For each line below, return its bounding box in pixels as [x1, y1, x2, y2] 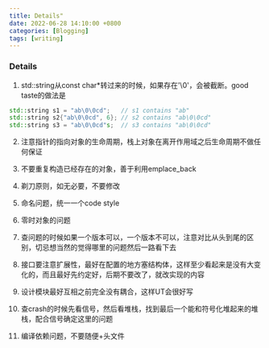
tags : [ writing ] [9, 34, 64, 43]
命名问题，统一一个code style [20, 198, 120, 208]
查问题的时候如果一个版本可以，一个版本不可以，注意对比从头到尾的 [20, 233, 247, 242]
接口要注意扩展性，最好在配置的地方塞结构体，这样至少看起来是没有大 [20, 259, 255, 270]
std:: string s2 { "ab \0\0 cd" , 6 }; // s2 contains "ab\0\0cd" [9, 114, 212, 122]
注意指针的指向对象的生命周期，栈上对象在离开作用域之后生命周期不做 [20, 137, 255, 147]
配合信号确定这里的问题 [35, 314, 114, 324]
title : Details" [9, 11, 64, 20]
